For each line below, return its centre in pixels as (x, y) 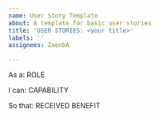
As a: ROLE (27, 75)
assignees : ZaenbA (39, 45)
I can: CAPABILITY (39, 90)
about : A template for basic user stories (80, 23)
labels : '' (26, 38)
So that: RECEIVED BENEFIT (55, 106)
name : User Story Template (53, 16)
